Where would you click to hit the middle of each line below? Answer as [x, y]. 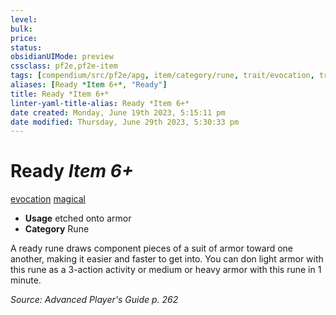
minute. [26, 280]
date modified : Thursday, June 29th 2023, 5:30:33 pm [125, 122]
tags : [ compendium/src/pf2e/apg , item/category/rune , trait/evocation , [162, 76]
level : [24, 19]
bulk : [21, 29]
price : [24, 38]
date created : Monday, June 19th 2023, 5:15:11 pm [118, 112]
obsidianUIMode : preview [62, 57]
